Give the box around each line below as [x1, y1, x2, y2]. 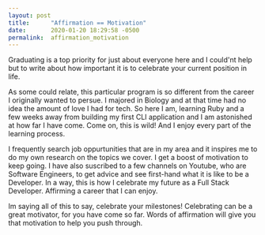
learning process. [8, 129, 66, 139]
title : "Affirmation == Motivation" [8, 19, 147, 27]
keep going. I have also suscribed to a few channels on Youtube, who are [8, 161, 247, 170]
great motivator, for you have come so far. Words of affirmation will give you [8, 210, 256, 219]
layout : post [8, 11, 51, 20]
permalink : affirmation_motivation [8, 33, 129, 42]
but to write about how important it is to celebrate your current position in [8, 64, 248, 73]
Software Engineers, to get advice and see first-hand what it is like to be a [8, 170, 249, 179]
